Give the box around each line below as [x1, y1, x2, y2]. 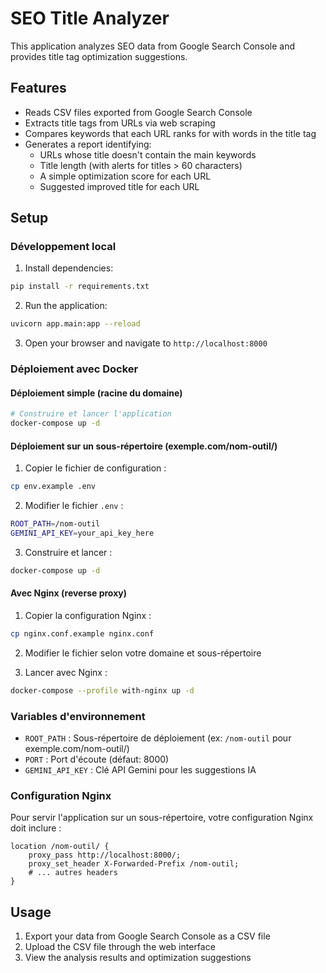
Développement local [10, 240, 117, 254]
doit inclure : [10, 822, 62, 834]
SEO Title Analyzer [10, 7, 170, 30]
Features [10, 80, 67, 97]
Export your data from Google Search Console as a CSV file [24, 930, 271, 942]
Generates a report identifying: [24, 138, 152, 150]
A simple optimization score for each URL [39, 170, 212, 182]
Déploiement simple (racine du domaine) [10, 387, 183, 399]
